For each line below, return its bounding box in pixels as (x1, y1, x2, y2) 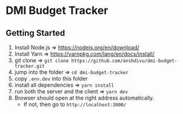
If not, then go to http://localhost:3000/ (23, 101, 127, 108)
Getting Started (5, 28, 65, 38)
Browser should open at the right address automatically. (14, 95, 155, 101)
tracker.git (14, 63, 45, 69)
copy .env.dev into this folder (14, 75, 88, 82)
